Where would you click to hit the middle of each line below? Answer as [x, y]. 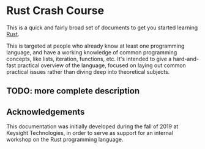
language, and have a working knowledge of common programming [92, 52]
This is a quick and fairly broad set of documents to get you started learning [102, 27]
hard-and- [186, 59]
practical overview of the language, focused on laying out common [102, 65]
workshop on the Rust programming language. [65, 140]
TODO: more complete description [73, 91]
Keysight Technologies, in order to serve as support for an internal [90, 133]
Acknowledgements [46, 111]
